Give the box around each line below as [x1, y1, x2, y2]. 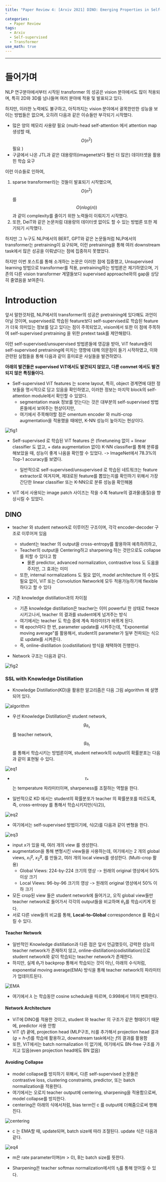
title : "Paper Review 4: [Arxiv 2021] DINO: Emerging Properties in [5, 7, 149, 12]
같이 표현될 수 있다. [17, 756, 55, 762]
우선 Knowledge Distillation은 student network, [12, 713, 107, 719]
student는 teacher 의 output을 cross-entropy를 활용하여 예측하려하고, [19, 541, 157, 547]
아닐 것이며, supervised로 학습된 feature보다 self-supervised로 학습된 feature [5, 318, 159, 324]
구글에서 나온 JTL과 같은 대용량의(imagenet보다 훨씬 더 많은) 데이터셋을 [12, 152, 152, 158]
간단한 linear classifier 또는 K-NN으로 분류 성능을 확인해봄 [19, 479, 133, 485]
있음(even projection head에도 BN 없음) [21, 1047, 100, 1053]
